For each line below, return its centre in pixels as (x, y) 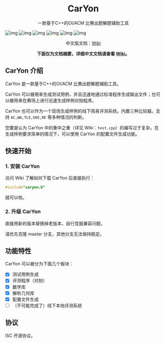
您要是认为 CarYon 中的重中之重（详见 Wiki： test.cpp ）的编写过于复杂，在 (82, 127)
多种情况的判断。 (69, 117)
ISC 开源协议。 (20, 336)
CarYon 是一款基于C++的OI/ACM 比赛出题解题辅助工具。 (63, 84)
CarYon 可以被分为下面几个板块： (39, 264)
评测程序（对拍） (30, 281)
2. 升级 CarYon (23, 212)
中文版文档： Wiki (83, 43)
